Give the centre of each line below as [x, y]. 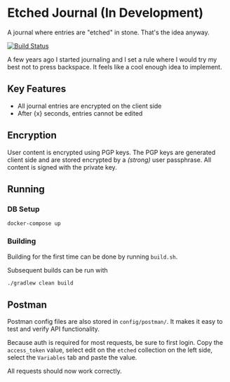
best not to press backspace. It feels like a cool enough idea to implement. [115, 67]
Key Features [37, 89]
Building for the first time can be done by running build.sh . [93, 257]
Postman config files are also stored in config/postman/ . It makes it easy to [115, 322]
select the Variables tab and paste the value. [72, 357]
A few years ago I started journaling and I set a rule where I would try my [112, 59]
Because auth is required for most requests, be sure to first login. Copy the [115, 343]
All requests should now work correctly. [65, 371]
